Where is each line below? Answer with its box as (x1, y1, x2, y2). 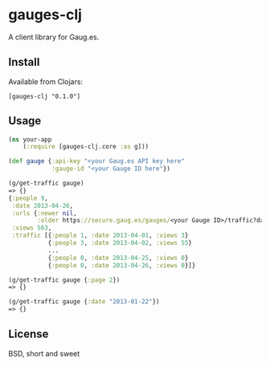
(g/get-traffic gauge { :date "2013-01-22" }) (8, 298, 160, 306)
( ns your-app (8, 135, 52, 144)
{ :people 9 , (8, 194, 48, 202)
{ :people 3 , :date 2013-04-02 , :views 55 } (47, 239, 193, 247)
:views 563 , (11, 224, 52, 232)
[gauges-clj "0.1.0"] (8, 92, 81, 100)
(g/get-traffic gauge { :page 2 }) (8, 275, 121, 284)
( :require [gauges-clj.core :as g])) (22, 143, 149, 151)
